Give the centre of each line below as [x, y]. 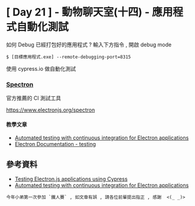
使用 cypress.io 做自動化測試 [41, 68]
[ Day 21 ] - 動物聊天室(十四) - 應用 [89, 12]
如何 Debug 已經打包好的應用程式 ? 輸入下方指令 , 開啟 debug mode [89, 45]
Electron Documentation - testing [55, 144]
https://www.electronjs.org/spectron [51, 110]
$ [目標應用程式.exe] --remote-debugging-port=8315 [69, 57]
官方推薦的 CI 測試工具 [33, 98]
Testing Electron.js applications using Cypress [71, 179]
